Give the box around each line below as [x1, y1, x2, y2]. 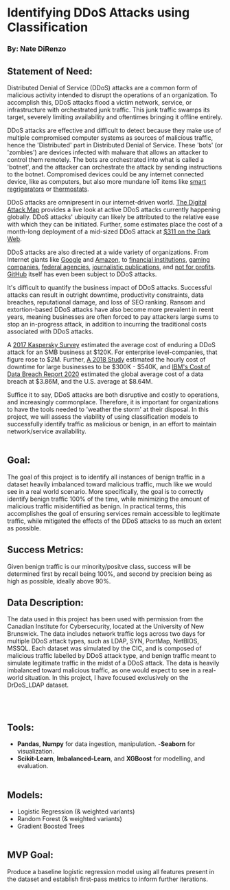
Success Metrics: [7, 544, 84, 556]
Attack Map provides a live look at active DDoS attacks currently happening [7, 205, 221, 214]
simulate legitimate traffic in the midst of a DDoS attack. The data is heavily [7, 659, 220, 667]
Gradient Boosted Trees [16, 822, 84, 830]
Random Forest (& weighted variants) [16, 814, 122, 822]
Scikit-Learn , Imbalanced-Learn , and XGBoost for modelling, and [16, 754, 205, 763]
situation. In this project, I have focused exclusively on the [24, 674, 189, 682]
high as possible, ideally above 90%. [7, 577, 111, 585]
